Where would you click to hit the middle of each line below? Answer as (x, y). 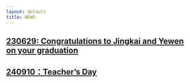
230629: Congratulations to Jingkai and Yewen (95, 41)
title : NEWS (21, 17)
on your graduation (42, 50)
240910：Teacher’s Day (51, 72)
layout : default (26, 12)
